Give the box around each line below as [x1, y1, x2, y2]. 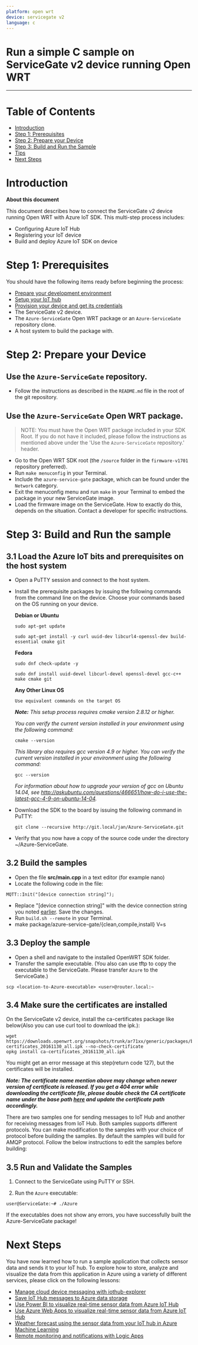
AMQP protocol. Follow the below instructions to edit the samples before [6, 1139, 183, 1146]
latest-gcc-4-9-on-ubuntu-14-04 [14, 794, 96, 802]
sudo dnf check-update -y [14, 661, 78, 667]
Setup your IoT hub [14, 296, 61, 303]
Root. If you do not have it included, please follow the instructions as [20, 433, 187, 440]
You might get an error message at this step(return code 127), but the [6, 1059, 174, 1066]
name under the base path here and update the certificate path [6, 1096, 165, 1103]
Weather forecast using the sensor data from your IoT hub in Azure [14, 1320, 177, 1327]
